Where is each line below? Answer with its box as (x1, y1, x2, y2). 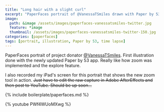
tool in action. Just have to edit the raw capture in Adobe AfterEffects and (5, 77, 153, 83)
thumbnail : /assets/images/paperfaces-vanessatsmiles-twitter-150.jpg (9, 30, 156, 35)
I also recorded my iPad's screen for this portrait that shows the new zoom (5, 72, 155, 78)
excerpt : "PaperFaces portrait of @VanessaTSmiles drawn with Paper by (5, 12, 154, 17)
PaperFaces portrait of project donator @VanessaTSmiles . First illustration (5, 52, 154, 58)
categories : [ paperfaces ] (5, 35, 58, 39)
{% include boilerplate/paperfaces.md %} (5, 92, 89, 97)
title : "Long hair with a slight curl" (5, 7, 86, 12)
